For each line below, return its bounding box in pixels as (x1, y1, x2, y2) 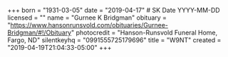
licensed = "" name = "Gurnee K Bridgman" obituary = (7, 13, 167, 22)
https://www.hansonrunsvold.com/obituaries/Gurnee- (10, 21, 169, 29)
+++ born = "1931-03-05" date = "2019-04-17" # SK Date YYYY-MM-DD (7, 6, 220, 14)
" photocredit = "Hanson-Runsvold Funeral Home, (71, 28, 218, 37)
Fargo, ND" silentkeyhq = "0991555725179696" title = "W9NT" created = (7, 36, 222, 44)
